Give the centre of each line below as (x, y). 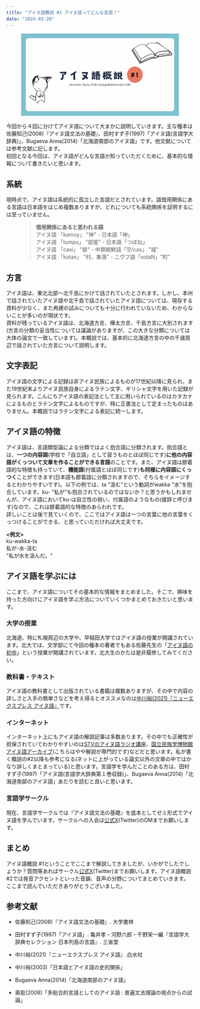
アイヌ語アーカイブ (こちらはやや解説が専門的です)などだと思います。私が (96, 752)
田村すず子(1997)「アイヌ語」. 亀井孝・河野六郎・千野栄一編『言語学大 (102, 935)
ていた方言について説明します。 (71, 345)
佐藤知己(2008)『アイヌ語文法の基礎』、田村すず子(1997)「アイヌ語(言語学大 (100, 134)
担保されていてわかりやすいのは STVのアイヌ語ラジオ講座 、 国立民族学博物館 (100, 744)
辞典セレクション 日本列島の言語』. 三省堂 (67, 942)
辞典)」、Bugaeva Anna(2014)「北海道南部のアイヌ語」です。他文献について (99, 141)
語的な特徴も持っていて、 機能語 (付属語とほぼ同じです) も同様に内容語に (94, 469)
